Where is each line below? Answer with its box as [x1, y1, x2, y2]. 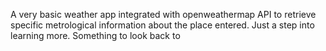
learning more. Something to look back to [10, 30, 181, 41]
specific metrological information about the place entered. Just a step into [10, 19, 315, 31]
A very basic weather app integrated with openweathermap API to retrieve [10, 9, 317, 20]
